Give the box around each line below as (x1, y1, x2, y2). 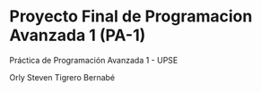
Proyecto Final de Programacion (9, 6, 253, 27)
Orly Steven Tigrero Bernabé (9, 71, 116, 82)
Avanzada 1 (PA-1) (9, 25, 146, 46)
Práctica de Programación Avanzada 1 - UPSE (9, 54, 178, 65)
